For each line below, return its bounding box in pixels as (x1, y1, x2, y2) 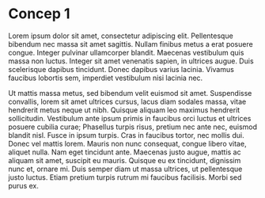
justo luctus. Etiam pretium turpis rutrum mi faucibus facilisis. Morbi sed (8, 172, 242, 182)
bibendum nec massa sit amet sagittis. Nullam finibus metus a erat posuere (8, 39, 253, 48)
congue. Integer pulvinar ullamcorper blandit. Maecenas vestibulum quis (8, 48, 244, 57)
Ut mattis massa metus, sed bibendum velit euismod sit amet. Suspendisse (8, 88, 252, 97)
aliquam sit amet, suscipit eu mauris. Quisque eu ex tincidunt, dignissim (8, 155, 241, 165)
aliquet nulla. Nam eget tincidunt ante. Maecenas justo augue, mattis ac (8, 147, 241, 157)
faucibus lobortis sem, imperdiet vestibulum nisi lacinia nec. (8, 73, 203, 82)
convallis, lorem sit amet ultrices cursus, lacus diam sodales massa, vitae (8, 97, 247, 106)
